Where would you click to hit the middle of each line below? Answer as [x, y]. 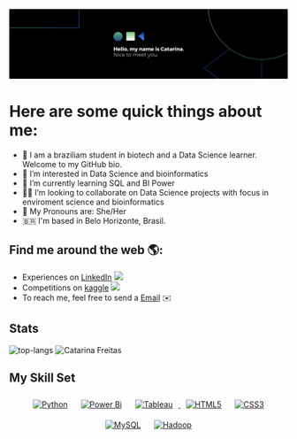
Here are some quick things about [136, 112]
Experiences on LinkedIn [67, 277]
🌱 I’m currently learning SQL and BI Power [98, 183]
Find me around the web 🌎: [86, 250]
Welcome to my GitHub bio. [72, 164]
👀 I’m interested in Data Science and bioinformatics [115, 173]
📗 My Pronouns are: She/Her [74, 211]
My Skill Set [42, 377]
